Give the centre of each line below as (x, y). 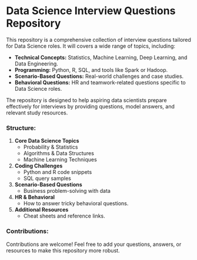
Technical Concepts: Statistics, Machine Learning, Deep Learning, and (101, 57)
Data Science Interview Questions (91, 11)
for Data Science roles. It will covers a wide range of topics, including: (91, 46)
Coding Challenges (39, 166)
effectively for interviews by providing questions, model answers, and (91, 106)
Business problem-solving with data (67, 191)
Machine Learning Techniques (60, 160)
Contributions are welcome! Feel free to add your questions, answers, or (94, 244)
